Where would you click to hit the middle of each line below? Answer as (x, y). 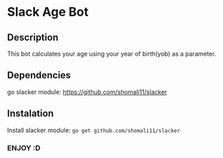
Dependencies (39, 75)
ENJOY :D (24, 148)
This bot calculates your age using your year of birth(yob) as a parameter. (112, 54)
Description (33, 37)
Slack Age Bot (48, 12)
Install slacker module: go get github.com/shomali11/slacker (94, 130)
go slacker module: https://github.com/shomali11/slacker (87, 92)
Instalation (30, 114)
